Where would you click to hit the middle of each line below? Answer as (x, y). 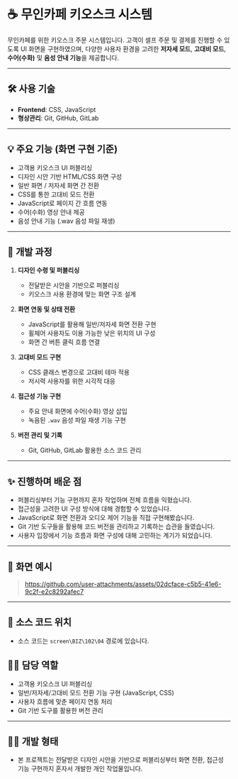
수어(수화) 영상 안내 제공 (51, 212)
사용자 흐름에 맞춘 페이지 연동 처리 (65, 701)
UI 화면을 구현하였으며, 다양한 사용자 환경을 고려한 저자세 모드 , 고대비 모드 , (123, 49)
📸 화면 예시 (30, 567)
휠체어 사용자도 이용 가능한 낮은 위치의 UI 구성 (92, 333)
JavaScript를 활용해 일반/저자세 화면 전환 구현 (92, 324)
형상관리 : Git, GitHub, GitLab (58, 118)
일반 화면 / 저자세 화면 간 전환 (58, 185)
